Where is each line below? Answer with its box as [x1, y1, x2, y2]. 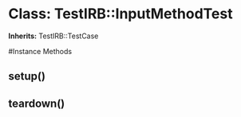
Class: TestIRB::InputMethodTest [8, 5, 233, 23]
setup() [8, 69, 46, 84]
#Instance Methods [8, 46, 73, 56]
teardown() [8, 96, 65, 110]
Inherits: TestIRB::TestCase [8, 31, 99, 41]
